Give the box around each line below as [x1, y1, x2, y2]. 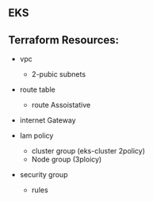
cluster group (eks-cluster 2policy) [31, 146, 145, 156]
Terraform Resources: [8, 33, 120, 47]
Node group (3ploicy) [31, 154, 102, 165]
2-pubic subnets [31, 70, 86, 79]
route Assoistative [31, 100, 91, 110]
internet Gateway [19, 116, 77, 125]
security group [19, 170, 68, 180]
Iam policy [19, 131, 54, 141]
